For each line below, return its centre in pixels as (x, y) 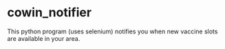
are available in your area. (44, 38)
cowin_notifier (49, 13)
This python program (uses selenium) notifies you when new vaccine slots (112, 31)
